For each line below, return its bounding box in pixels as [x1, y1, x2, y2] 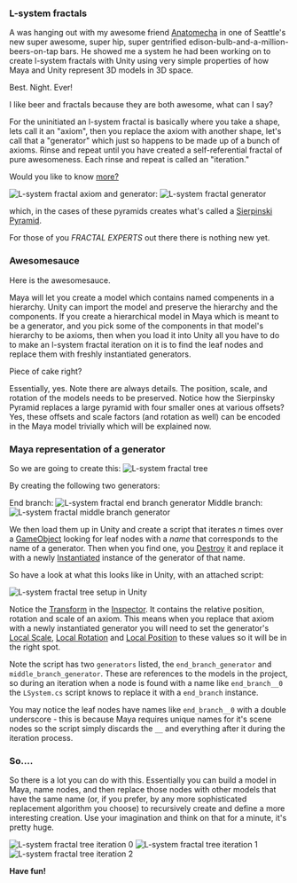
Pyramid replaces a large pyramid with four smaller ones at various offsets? [9, 402, 285, 413]
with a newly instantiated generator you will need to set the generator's [9, 622, 270, 633]
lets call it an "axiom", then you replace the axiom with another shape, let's [9, 126, 282, 137]
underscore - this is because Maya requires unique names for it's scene [9, 713, 272, 724]
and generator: [103, 189, 158, 200]
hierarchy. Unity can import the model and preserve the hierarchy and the [9, 301, 278, 312]
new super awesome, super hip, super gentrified [9, 36, 187, 47]
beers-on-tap [9, 46, 59, 57]
